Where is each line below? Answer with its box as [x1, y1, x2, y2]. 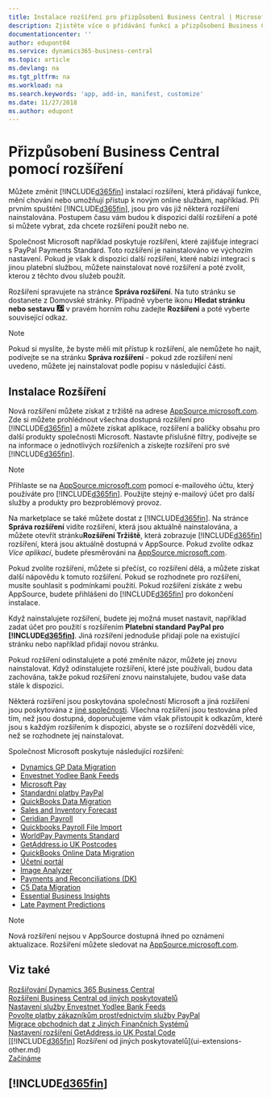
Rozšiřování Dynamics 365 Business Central [8, 984, 155, 994]
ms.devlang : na [8, 65, 60, 73]
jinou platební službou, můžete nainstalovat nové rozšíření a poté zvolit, [8, 263, 246, 273]
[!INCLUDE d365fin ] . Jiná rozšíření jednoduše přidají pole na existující [8, 631, 240, 640]
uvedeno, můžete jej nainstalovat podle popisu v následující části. [8, 361, 227, 371]
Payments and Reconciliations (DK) [19, 874, 137, 884]
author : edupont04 [8, 39, 70, 47]
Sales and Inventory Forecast [19, 805, 118, 815]
